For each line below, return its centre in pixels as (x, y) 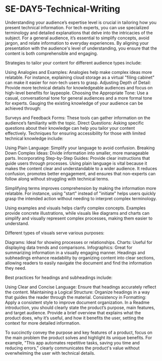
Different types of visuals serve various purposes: (55, 233)
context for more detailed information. (43, 323)
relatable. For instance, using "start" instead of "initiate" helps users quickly (81, 193)
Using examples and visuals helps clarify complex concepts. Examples (75, 208)
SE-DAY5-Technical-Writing (63, 9)
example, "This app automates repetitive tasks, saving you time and (73, 343)
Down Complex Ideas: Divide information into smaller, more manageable (77, 153)
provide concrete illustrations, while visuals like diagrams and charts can (77, 213)
